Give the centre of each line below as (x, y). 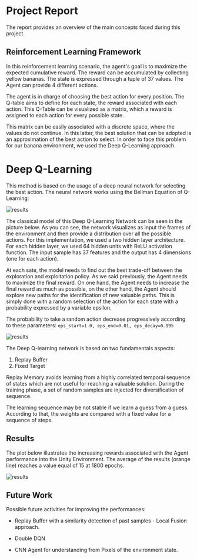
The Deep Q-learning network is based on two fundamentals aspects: (91, 348)
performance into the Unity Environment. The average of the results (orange (98, 459)
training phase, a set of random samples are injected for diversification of (95, 390)
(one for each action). (32, 258)
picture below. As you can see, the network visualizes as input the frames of (98, 227)
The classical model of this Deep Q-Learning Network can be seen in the (94, 221)
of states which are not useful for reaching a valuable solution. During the (95, 383)
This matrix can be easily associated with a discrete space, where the (91, 126)
